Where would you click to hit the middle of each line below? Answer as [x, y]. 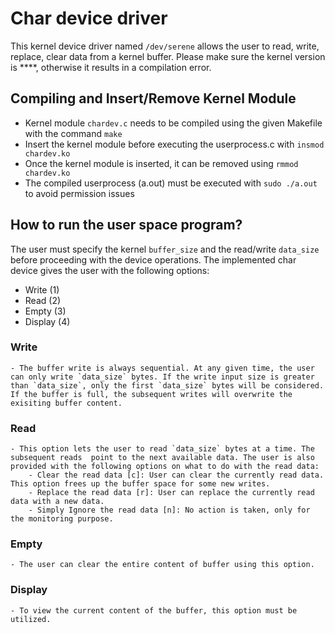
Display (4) [47, 321]
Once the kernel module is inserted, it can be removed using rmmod [161, 163]
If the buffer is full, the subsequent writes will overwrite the [151, 394]
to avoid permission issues [79, 193]
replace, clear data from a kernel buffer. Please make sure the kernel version [168, 56]
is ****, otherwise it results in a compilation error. [111, 67]
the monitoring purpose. [62, 519]
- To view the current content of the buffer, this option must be [154, 610]
